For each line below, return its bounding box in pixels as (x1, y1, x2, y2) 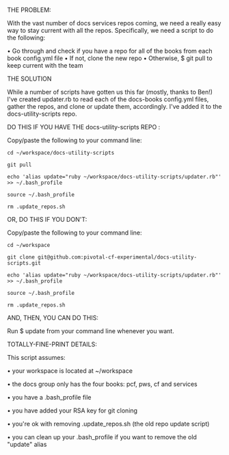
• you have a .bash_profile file (7, 393, 92, 401)
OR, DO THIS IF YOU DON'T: (7, 216, 87, 223)
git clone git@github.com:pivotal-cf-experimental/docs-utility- (7, 254, 197, 261)
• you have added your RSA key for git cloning (7, 406, 138, 415)
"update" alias (7, 441, 47, 448)
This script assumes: (7, 354, 66, 361)
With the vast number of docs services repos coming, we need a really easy (7, 19, 221, 27)
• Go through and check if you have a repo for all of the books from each (7, 47, 213, 55)
